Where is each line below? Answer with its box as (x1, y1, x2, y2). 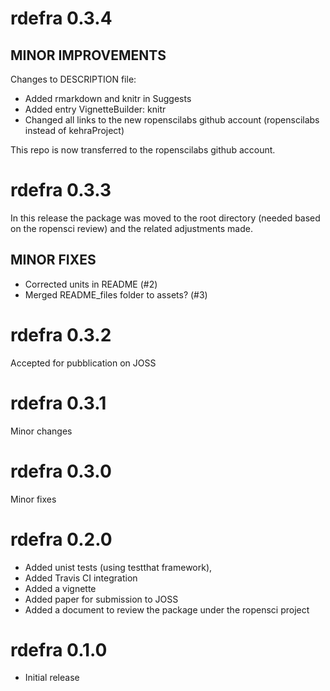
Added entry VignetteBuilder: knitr (24, 103, 167, 115)
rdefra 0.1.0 (10, 638, 108, 661)
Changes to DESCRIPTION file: (10, 73, 137, 85)
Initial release (24, 672, 80, 684)
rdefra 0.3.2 (10, 323, 112, 346)
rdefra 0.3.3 (10, 179, 112, 202)
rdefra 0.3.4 (10, 7, 113, 30)
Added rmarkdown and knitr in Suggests (24, 93, 192, 104)
